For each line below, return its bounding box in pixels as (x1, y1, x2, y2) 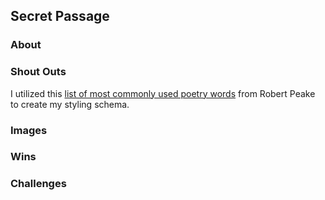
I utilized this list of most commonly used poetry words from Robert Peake (10, 87, 316, 99)
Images (10, 123, 48, 137)
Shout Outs (10, 65, 67, 79)
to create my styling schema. (10, 98, 130, 110)
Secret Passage (10, 8, 110, 25)
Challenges (10, 177, 67, 191)
